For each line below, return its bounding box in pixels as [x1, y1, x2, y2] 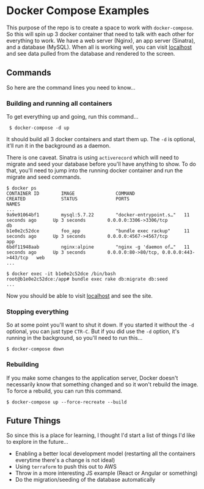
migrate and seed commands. [6, 174, 81, 181]
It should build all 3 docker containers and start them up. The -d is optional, [6, 136, 196, 143]
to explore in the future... [6, 438, 68, 446]
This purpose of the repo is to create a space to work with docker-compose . [6, 24, 194, 31]
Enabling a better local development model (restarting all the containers [15, 450, 195, 457]
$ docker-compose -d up [9, 125, 70, 131]
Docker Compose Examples [6, 4, 150, 18]
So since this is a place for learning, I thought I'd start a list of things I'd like [6, 432, 195, 439]
